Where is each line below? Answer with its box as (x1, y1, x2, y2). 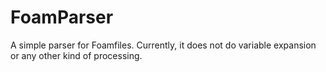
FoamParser (10, 6, 114, 29)
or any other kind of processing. (10, 49, 143, 61)
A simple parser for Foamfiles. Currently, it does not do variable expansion (10, 39, 317, 51)
